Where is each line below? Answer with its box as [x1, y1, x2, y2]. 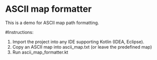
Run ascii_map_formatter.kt [12, 49, 68, 55]
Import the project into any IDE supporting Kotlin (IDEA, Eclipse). [12, 38, 145, 45]
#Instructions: [5, 29, 34, 35]
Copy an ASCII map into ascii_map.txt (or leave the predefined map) [12, 44, 152, 50]
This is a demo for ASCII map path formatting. [5, 20, 99, 26]
